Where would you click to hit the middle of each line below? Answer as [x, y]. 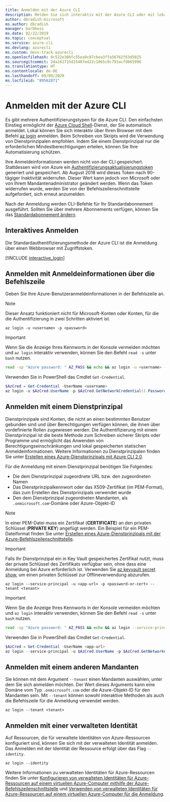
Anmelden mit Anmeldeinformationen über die [80, 274]
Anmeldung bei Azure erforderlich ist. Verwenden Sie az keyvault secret [80, 569]
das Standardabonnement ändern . [41, 214]
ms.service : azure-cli [29, 43]
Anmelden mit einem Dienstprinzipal [64, 407]
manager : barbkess [25, 29]
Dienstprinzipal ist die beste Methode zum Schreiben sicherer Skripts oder [83, 435]
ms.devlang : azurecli [28, 48]
